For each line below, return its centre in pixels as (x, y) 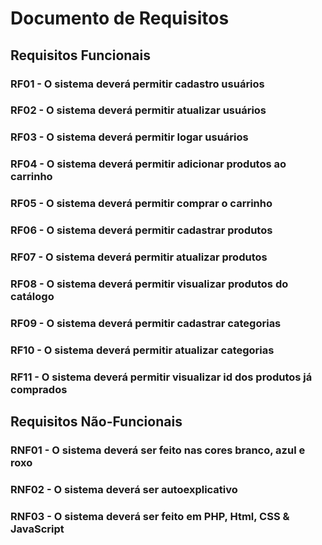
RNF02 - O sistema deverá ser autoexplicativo (124, 489)
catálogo (32, 296)
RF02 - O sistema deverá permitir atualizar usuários (138, 110)
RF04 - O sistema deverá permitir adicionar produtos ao (148, 164)
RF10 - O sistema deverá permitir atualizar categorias (142, 350)
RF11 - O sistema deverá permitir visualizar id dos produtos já (161, 377)
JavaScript (37, 529)
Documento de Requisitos (120, 18)
